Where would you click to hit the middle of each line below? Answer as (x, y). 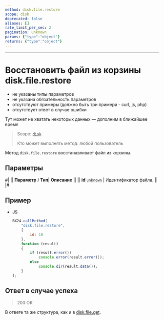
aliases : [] (17, 23)
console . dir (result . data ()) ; (68, 267)
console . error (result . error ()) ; (71, 257)
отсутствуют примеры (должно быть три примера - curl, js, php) (79, 104)
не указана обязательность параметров (54, 99)
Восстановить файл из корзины (73, 70)
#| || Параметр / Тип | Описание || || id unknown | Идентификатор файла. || (81, 180)
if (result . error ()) (51, 253)
